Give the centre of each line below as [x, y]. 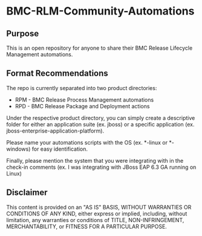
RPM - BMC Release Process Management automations [84, 100]
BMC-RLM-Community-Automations [100, 11]
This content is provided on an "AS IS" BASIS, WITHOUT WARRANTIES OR [99, 207]
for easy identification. [60, 149]
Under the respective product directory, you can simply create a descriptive [101, 118]
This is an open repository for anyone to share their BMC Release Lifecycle [99, 48]
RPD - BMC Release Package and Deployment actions [82, 106]
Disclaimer [27, 193]
